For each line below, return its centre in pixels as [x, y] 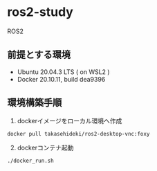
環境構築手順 [35, 103]
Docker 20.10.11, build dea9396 [61, 79]
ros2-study [40, 12]
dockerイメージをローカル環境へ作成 [70, 120]
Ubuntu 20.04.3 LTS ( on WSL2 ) [63, 72]
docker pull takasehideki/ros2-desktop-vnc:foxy [78, 134]
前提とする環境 [39, 55]
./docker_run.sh [30, 161]
